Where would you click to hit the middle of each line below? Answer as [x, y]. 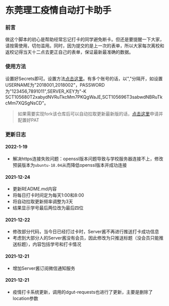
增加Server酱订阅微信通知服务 [44, 268]
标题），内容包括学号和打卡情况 [49, 244]
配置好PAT [28, 120]
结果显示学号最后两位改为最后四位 [48, 208]
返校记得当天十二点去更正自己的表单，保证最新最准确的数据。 [69, 52]
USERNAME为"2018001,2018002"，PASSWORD [55, 85]
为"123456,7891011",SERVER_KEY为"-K [46, 91]
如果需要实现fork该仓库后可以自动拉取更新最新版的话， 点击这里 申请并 [90, 113]
